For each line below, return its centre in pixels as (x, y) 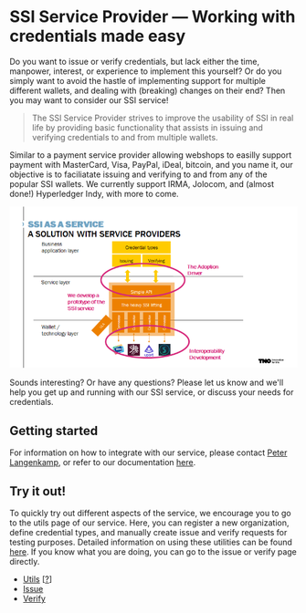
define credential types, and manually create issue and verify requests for (148, 533)
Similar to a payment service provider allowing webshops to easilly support (151, 155)
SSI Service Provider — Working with (153, 17)
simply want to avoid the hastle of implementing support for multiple (138, 80)
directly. (25, 562)
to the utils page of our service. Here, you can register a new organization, (149, 523)
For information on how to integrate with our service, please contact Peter (148, 452)
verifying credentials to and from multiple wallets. (125, 137)
